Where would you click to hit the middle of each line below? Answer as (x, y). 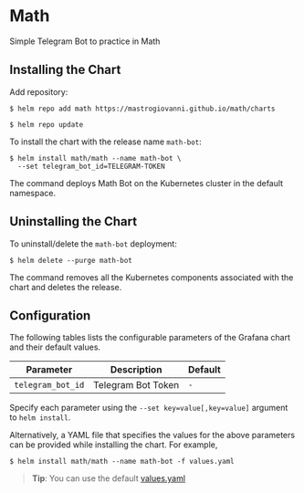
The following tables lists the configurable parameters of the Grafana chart (150, 338)
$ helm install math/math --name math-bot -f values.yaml (122, 462)
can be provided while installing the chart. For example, (114, 445)
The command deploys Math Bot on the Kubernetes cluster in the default (147, 183)
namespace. (33, 193)
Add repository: (39, 91)
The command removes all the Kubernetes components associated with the (152, 277)
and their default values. (55, 347)
